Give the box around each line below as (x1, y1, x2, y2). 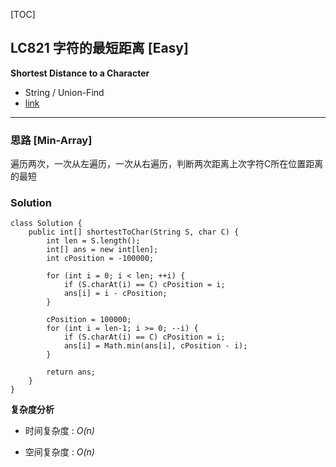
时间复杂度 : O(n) (24, 425, 95, 437)
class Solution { (10, 219, 83, 229)
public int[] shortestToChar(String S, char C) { (28, 227, 240, 238)
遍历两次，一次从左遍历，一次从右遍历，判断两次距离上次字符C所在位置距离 (10, 158, 324, 170)
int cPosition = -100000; (46, 254, 155, 264)
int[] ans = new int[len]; (46, 245, 159, 255)
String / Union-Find (24, 86, 105, 98)
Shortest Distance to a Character (10, 67, 150, 79)
